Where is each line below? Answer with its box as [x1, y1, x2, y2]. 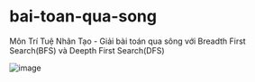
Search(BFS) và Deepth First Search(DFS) [9, 45, 165, 55]
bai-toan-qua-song [9, 6, 158, 27]
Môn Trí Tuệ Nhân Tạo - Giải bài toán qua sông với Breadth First [9, 36, 246, 46]
